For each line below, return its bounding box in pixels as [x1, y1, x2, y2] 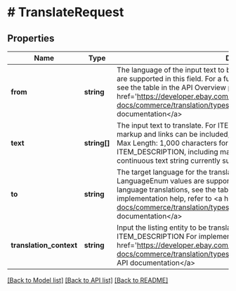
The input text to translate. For [117, 120, 216, 130]
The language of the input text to [117, 65, 225, 75]
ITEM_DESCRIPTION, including [117, 147, 219, 156]
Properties [7, 32, 55, 44]
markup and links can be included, [117, 130, 230, 139]
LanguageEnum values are [117, 176, 205, 185]
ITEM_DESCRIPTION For [117, 232, 197, 241]
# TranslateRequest [7, 4, 124, 20]
